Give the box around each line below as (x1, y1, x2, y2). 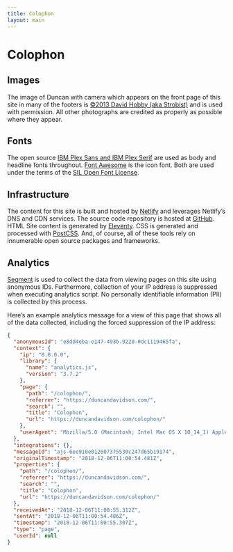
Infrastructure (7, 189, 69, 200)
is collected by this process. (7, 297, 87, 306)
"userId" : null (13, 533, 58, 539)
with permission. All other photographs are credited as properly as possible (7, 107, 223, 116)
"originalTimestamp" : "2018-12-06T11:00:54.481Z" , (13, 455, 163, 462)
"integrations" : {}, (13, 441, 73, 449)
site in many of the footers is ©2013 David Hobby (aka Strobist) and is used (7, 100, 223, 109)
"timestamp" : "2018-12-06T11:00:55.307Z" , (13, 519, 138, 526)
